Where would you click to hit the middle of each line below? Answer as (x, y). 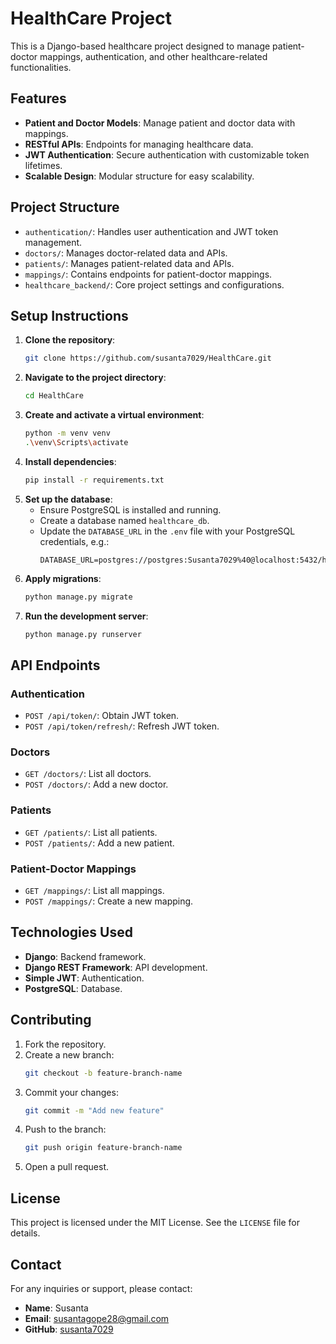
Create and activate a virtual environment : (114, 415)
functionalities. (41, 67)
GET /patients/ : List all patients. (91, 832)
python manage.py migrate (78, 597)
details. (25, 1233)
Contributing (51, 1020)
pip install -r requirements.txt (94, 480)
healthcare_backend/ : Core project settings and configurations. (154, 284)
